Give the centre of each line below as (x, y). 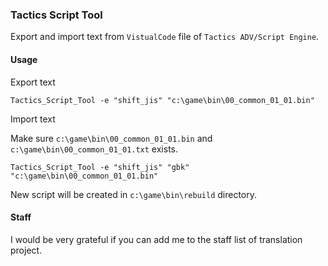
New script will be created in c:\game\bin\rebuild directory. (134, 194)
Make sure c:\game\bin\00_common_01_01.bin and (111, 138)
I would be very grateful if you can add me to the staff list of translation (156, 239)
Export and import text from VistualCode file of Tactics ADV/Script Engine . (165, 37)
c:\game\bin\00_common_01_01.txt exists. (94, 149)
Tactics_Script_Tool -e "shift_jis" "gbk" (100, 167)
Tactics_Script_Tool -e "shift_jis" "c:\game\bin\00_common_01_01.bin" (162, 100)
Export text (33, 82)
